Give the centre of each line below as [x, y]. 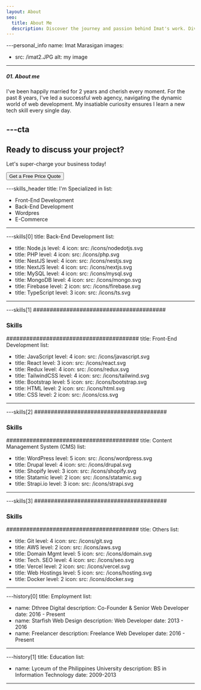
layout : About [24, 12]
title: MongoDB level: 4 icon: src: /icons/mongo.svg [78, 280]
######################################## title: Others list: [93, 530]
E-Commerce [31, 220]
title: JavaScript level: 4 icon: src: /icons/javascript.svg [82, 356]
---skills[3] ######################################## [87, 501]
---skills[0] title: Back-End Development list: [60, 236]
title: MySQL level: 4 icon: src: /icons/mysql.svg [74, 273]
